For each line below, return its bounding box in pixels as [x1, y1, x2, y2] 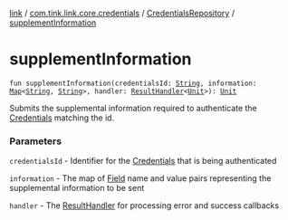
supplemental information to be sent [9, 183, 145, 194]
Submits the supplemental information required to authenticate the [9, 102, 258, 113]
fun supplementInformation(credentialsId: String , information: [9, 79, 257, 88]
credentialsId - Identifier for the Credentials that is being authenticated [9, 156, 277, 167]
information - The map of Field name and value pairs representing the [9, 173, 272, 184]
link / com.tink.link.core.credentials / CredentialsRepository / [9, 8, 235, 18]
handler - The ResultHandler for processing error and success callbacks [9, 200, 279, 211]
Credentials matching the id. [9, 112, 115, 123]
